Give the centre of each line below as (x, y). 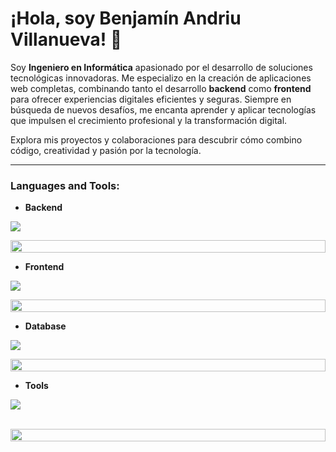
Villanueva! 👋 (66, 39)
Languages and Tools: (65, 185)
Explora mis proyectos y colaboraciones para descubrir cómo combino (156, 139)
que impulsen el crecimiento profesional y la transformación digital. (149, 120)
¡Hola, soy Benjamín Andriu (126, 18)
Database (45, 326)
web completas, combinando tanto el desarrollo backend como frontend (161, 88)
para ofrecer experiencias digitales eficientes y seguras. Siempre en (151, 99)
